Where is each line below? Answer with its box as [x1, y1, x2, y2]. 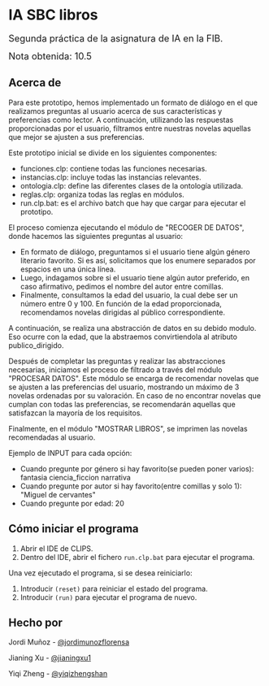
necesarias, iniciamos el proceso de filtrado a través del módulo [8, 364, 223, 375]
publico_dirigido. [8, 340, 64, 350]
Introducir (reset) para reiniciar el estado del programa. [20, 584, 209, 593]
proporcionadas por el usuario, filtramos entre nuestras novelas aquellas [8, 124, 252, 133]
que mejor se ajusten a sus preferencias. [8, 132, 145, 141]
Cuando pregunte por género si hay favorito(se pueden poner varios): [20, 463, 254, 473]
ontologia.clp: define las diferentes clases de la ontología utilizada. [20, 180, 244, 190]
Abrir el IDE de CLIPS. [20, 543, 93, 554]
